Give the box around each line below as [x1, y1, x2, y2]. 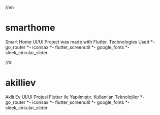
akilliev [5, 77, 36, 89]
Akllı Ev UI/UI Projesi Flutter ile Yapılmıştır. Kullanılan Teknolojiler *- [5, 94, 145, 100]
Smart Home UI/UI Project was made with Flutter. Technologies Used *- [5, 39, 155, 45]
